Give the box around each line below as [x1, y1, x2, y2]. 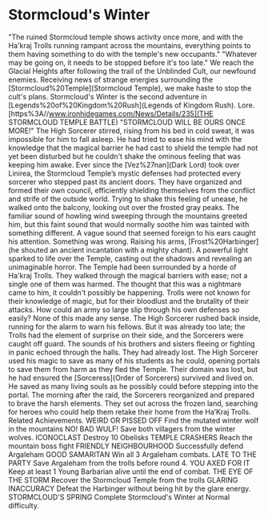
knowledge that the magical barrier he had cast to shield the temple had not [8, 143, 258, 152]
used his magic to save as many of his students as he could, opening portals [8, 355, 261, 366]
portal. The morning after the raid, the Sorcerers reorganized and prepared [8, 390, 254, 399]
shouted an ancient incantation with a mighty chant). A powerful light [21, 245, 249, 254]
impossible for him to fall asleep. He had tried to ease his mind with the [8, 134, 242, 144]
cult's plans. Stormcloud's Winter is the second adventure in [8, 91, 208, 101]
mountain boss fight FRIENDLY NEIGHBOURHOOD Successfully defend [8, 441, 244, 451]
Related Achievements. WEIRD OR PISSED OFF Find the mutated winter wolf [8, 415, 259, 425]
